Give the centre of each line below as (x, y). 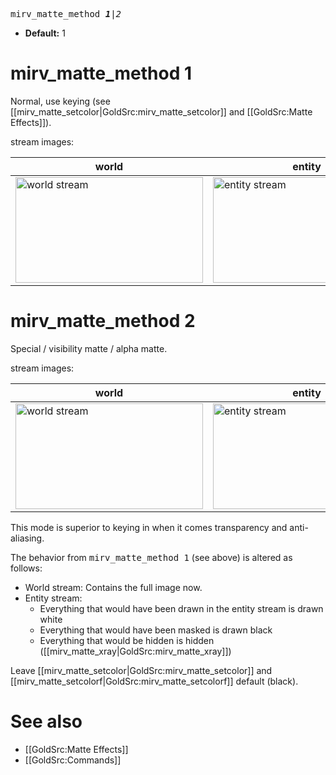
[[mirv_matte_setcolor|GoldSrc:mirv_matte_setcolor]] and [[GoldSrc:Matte (161, 111)
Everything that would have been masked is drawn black (156, 630)
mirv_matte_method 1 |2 (66, 14)
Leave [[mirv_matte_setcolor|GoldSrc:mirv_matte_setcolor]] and (141, 670)
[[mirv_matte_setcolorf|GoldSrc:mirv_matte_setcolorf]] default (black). (154, 681)
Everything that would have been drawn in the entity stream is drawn (181, 608)
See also (46, 721)
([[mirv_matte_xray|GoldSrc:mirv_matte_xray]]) (135, 651)
